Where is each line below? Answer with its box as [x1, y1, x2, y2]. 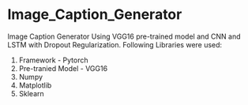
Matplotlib [18, 81, 52, 90]
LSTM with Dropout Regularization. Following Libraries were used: [7, 39, 223, 49]
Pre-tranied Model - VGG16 [18, 63, 108, 73]
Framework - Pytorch [18, 55, 88, 65]
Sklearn [18, 88, 44, 98]
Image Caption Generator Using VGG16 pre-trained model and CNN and [7, 32, 241, 41]
